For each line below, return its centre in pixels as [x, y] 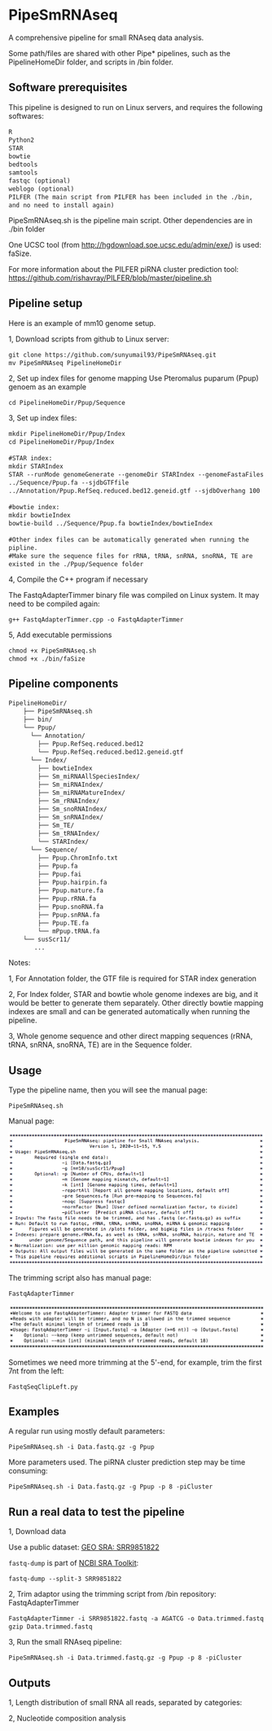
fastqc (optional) [39, 181]
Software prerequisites [68, 88]
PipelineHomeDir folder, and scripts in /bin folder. [91, 62]
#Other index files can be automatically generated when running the [129, 539]
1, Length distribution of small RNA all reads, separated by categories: [125, 1702]
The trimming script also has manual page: [80, 1277]
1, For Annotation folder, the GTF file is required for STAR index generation [132, 978]
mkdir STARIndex [36, 466]
